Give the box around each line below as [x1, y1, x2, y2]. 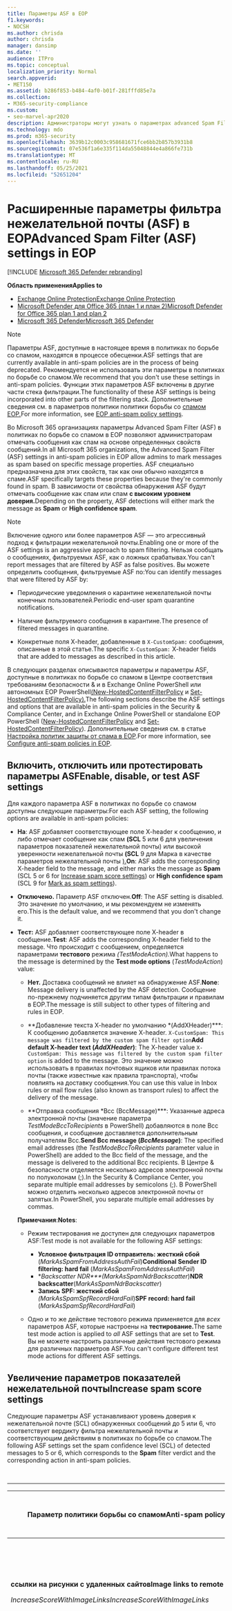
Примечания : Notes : [17, 1216, 77, 1225]
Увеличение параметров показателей [7, 1372, 181, 1384]
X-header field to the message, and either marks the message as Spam [17, 864, 221, 873]
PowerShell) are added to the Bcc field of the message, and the [27, 1151, 209, 1159]
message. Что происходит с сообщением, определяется [17, 943, 184, 951]
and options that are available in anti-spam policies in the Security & [7, 702, 201, 711]
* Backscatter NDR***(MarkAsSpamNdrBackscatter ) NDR [37, 1272, 204, 1281]
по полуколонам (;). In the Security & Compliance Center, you [27, 1173, 204, 1182]
